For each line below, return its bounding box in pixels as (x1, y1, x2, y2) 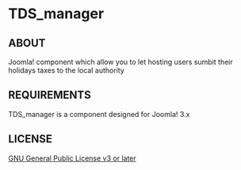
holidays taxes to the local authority (8, 66, 124, 75)
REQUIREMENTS (8, 89, 91, 102)
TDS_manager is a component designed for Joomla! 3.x (8, 109, 190, 119)
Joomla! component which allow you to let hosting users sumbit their (8, 57, 234, 66)
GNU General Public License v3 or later (8, 153, 136, 163)
